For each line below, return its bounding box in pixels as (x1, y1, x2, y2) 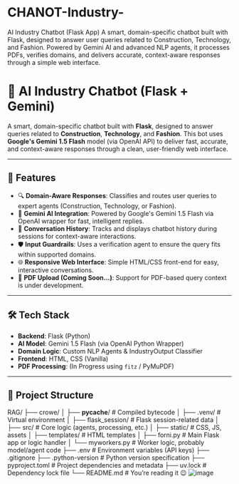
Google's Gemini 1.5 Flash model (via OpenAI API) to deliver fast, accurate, (7, 137, 228, 145)
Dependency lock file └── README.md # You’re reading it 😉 (7, 468, 187, 478)
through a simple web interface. (7, 58, 101, 66)
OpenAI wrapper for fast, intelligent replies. (17, 217, 144, 225)
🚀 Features (7, 172, 56, 184)
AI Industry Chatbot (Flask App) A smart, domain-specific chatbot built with (7, 28, 228, 36)
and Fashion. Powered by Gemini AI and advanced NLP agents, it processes (7, 43, 230, 51)
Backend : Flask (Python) (17, 331, 91, 340)
